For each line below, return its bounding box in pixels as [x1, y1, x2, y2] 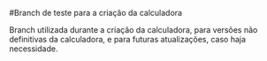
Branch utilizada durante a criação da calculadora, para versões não [9, 25, 258, 34]
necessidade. [9, 43, 58, 54]
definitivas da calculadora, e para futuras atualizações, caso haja [9, 34, 246, 44]
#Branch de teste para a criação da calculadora [9, 8, 183, 18]
